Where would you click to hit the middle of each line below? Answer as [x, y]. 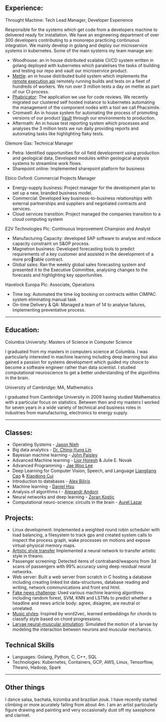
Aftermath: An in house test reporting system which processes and [80, 123]
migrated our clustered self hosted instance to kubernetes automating [83, 102]
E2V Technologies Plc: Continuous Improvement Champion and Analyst [78, 229]
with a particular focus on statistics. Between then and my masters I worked [82, 402]
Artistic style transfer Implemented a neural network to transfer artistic [84, 551]
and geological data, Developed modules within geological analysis [81, 158]
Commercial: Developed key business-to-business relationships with [82, 198]
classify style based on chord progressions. [57, 619]
